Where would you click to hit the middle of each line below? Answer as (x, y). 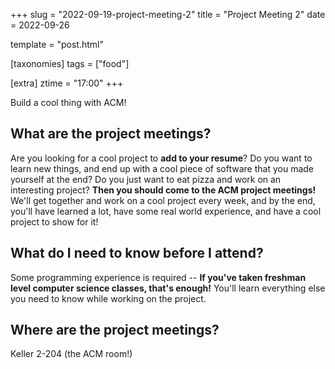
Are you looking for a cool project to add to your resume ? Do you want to (161, 158)
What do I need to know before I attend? (137, 253)
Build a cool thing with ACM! (68, 102)
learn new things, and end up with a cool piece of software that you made (162, 168)
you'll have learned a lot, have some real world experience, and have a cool (166, 211)
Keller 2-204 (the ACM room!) (71, 354)
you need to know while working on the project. (108, 298)
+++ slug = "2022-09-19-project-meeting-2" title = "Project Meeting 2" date (168, 14)
